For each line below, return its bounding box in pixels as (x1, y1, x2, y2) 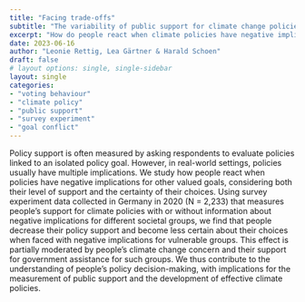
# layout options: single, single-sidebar (9, 64, 172, 73)
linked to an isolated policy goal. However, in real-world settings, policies (9, 158, 282, 168)
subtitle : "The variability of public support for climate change (9, 22, 266, 31)
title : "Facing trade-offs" (9, 13, 116, 23)
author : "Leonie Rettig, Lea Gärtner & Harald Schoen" (9, 47, 221, 56)
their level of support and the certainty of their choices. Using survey (9, 187, 268, 197)
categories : (9, 81, 54, 90)
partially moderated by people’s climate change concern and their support (9, 244, 287, 255)
